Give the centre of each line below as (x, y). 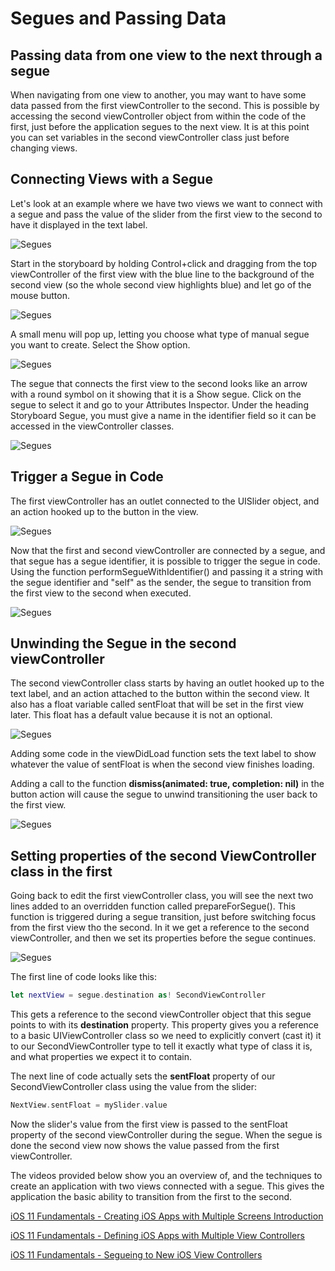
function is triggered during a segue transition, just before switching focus (163, 917)
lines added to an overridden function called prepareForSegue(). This (153, 906)
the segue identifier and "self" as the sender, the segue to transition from (161, 582)
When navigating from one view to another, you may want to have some (158, 95)
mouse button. (40, 295)
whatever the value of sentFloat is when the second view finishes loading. (162, 764)
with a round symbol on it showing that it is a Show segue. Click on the (156, 394)
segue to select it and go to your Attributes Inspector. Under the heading (159, 404)
